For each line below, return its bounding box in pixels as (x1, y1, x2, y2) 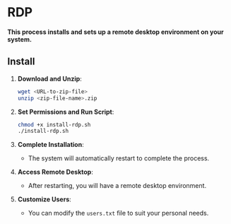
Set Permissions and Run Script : (17, 107, 114, 116)
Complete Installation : (17, 141, 84, 149)
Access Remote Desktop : (17, 167, 93, 177)
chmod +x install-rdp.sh (17, 121, 91, 128)
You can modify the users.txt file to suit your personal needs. (28, 209, 209, 218)
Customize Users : (17, 195, 72, 204)
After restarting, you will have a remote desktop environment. (28, 182, 207, 190)
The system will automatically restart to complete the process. (28, 154, 210, 163)
